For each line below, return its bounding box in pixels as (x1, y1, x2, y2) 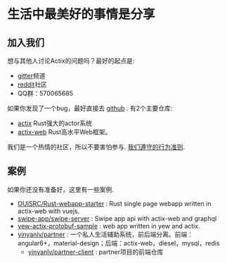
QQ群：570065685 (17, 89, 74, 97)
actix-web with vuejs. (17, 207, 80, 215)
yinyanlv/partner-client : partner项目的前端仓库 (27, 248, 164, 256)
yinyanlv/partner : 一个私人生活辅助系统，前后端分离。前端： (17, 230, 193, 238)
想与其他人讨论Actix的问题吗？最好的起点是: (7, 57, 135, 65)
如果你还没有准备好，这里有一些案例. (7, 185, 115, 193)
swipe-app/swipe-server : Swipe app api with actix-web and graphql (17, 214, 217, 222)
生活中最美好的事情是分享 (7, 6, 156, 23)
